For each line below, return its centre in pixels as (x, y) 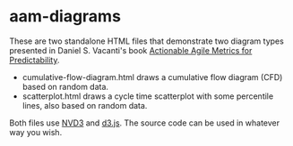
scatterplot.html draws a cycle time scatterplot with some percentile (148, 96)
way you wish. (36, 132)
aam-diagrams (65, 16)
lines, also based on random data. (85, 105)
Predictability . (34, 60)
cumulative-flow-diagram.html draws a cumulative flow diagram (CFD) (152, 77)
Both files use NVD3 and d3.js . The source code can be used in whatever (145, 123)
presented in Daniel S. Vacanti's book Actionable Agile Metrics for (131, 50)
